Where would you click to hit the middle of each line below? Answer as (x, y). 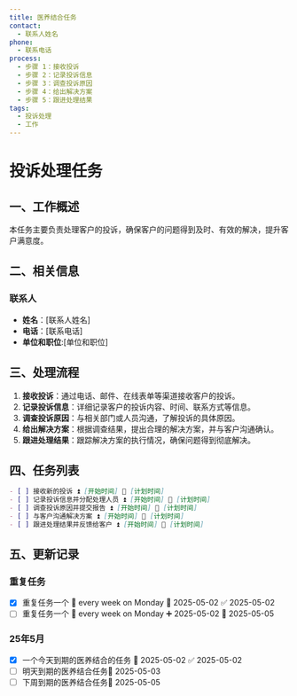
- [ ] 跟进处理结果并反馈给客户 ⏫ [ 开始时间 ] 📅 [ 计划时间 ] (107, 524)
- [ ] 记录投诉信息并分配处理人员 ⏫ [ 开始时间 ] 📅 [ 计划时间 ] (110, 500)
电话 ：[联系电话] (52, 331)
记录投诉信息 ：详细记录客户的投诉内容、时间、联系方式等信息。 (138, 407)
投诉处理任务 (56, 172)
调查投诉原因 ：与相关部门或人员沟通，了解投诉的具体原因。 (131, 418)
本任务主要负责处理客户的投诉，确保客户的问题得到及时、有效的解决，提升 (145, 230)
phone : (21, 42)
